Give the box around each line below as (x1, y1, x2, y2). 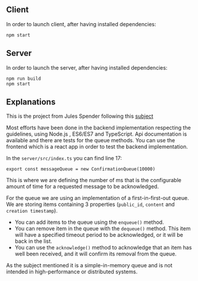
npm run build (6, 76, 42, 82)
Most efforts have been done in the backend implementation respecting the (6, 124, 191, 132)
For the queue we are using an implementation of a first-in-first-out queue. (6, 195, 189, 202)
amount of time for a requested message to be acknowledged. (6, 183, 159, 190)
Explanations (6, 97, 56, 107)
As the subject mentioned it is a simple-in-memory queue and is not (6, 262, 172, 269)
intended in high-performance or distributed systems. (6, 268, 138, 276)
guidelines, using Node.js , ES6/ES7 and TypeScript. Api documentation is (6, 130, 187, 138)
